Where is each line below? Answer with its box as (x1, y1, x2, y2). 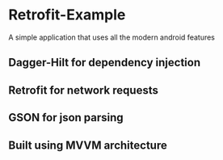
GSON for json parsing (8, 111, 124, 124)
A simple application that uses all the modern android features (8, 32, 216, 42)
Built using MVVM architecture (8, 138, 167, 152)
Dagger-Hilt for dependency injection (8, 56, 200, 69)
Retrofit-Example (8, 6, 126, 24)
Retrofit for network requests (8, 83, 159, 97)
